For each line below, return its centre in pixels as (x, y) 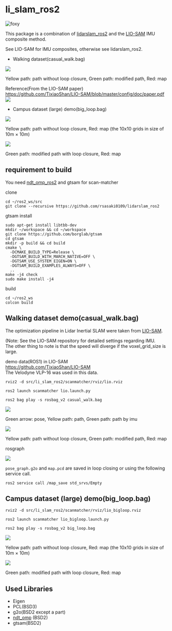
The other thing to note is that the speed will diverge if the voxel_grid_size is (85, 346)
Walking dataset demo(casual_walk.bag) (72, 318)
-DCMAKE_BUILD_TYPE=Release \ (42, 252)
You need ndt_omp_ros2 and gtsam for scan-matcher (62, 182)
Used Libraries (29, 589)
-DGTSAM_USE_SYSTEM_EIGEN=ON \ (43, 261)
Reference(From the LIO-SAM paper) (44, 88)
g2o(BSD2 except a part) (39, 612)
